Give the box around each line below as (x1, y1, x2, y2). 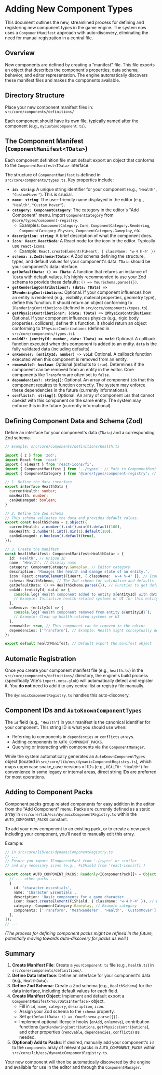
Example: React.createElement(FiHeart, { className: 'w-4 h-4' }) (19, 248, 156, 254)
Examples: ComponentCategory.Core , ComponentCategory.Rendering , (19, 222, 151, 228)
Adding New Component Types (5, 3, 133, 15)
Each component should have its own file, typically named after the (5, 118, 139, 124)
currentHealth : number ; (9, 489, 57, 494)
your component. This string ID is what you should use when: (5, 724, 127, 730)
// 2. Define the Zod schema (5, 511, 64, 516)
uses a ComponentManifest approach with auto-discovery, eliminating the (5, 30, 148, 35)
